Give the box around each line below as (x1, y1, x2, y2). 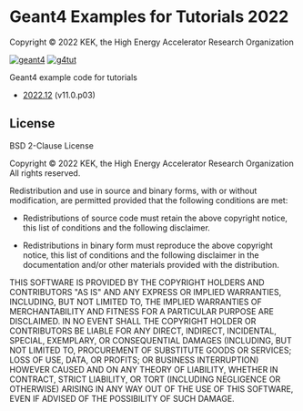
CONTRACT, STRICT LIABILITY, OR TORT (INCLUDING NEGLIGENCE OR (9, 374, 281, 385)
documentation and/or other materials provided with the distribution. (22, 259, 279, 270)
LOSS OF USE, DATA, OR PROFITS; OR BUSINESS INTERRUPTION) (9, 354, 259, 365)
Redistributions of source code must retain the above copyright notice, (22, 212, 288, 223)
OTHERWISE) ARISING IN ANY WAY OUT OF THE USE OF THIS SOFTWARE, (9, 383, 294, 394)
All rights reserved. (9, 167, 81, 179)
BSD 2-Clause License (9, 139, 94, 151)
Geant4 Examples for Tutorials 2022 (9, 6, 289, 27)
